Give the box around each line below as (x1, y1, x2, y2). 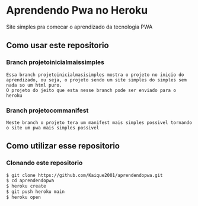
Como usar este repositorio (6, 40, 109, 50)
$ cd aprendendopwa (6, 178, 55, 184)
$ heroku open (6, 194, 41, 201)
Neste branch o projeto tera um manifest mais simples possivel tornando (6, 119, 193, 125)
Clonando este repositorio (6, 159, 83, 167)
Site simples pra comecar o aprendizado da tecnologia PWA (6, 23, 153, 30)
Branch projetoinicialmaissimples (6, 58, 105, 66)
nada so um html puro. (6, 82, 62, 88)
